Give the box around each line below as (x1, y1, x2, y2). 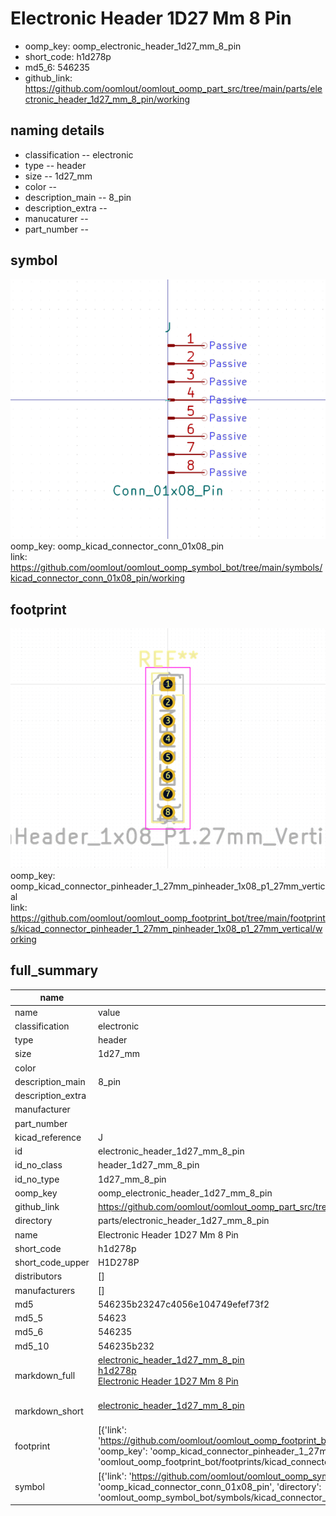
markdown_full (14, 1370, 76, 1382)
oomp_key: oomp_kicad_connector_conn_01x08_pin (10, 540, 225, 552)
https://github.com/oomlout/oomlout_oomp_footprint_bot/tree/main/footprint (10, 912, 326, 924)
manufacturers (14, 1284, 76, 1296)
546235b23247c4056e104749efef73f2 (97, 1298, 270, 1310)
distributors (14, 1270, 63, 1282)
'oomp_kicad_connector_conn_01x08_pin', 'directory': (97, 1480, 322, 1492)
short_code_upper (14, 1257, 90, 1269)
